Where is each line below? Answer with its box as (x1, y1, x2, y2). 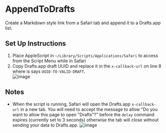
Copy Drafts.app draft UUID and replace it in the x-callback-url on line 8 (12, 63, 162, 69)
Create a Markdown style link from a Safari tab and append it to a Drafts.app (5, 20, 161, 26)
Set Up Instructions (5, 40, 66, 48)
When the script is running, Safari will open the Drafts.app (12, 101, 131, 107)
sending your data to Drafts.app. (12, 122, 79, 128)
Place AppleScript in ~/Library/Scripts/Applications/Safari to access (12, 52, 159, 58)
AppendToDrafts (5, 3, 75, 15)
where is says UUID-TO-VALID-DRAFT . (12, 68, 85, 74)
